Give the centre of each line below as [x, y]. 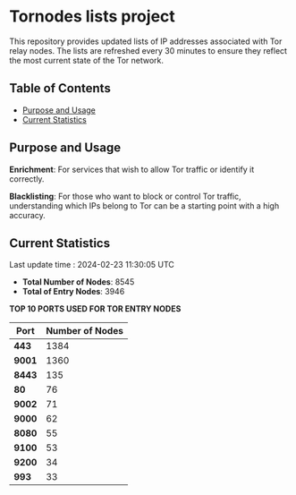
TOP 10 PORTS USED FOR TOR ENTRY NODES [95, 309]
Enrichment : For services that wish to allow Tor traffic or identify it [132, 169]
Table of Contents [60, 88]
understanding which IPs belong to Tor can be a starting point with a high [144, 205]
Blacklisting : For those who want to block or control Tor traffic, [125, 196]
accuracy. [28, 215]
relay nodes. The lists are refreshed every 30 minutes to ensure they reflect [148, 50]
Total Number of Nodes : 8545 [78, 282]
